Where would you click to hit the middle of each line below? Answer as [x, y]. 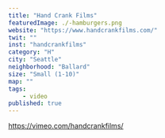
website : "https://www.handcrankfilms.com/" [83, 30]
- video [35, 96]
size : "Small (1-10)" [44, 74]
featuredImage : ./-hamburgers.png [65, 23]
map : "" [21, 81]
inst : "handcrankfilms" [48, 45]
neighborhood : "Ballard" [49, 67]
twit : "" [23, 37]
